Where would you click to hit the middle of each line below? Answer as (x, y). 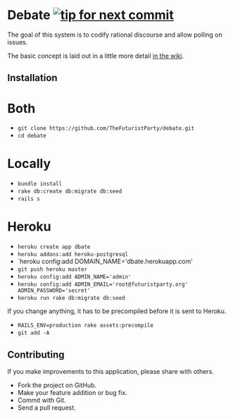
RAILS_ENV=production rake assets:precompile (85, 326)
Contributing (36, 354)
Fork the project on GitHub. (57, 385)
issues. (18, 42)
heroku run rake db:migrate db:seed (71, 298)
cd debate (32, 136)
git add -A (33, 333)
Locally (29, 164)
